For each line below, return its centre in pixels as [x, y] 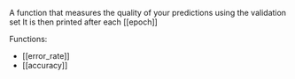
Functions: [28, 39]
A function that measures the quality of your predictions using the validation [147, 13]
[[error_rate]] [46, 56]
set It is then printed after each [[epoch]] [83, 22]
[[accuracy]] [45, 65]
